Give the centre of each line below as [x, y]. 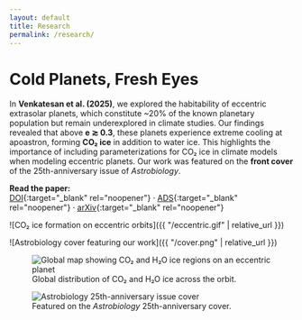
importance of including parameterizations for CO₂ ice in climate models [143, 152]
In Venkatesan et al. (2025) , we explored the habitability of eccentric [138, 104]
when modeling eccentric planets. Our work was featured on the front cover [151, 161]
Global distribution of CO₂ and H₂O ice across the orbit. [134, 279]
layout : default [40, 18]
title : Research [40, 26]
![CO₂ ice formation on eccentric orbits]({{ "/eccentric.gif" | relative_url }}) [147, 225]
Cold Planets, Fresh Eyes [104, 79]
